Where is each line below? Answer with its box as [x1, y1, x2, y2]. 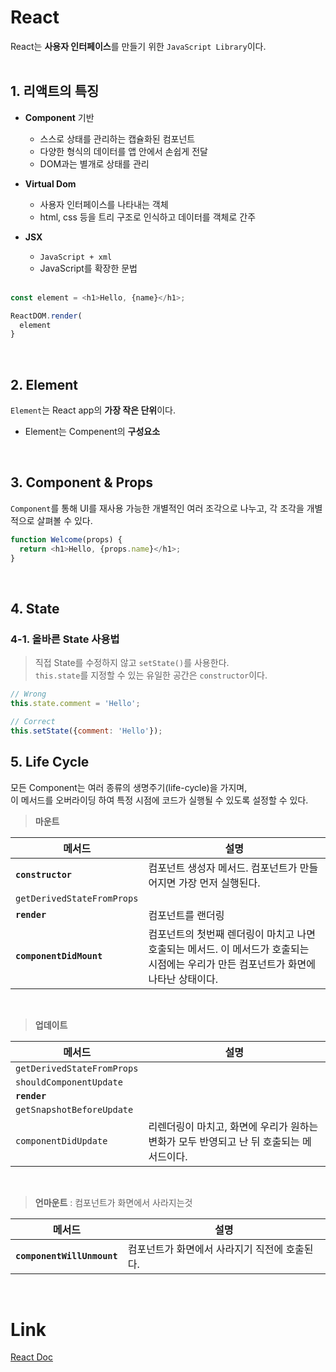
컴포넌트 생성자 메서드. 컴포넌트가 [148, 861, 298, 875]
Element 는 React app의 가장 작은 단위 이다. [10, 404, 176, 416]
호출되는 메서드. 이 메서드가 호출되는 [148, 942, 310, 956]
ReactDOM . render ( [10, 311, 83, 321]
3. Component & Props [10, 474, 154, 491]
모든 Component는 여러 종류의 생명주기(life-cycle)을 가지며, [10, 781, 248, 793]
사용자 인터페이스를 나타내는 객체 [39, 198, 169, 210]
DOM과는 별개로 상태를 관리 [39, 157, 150, 170]
